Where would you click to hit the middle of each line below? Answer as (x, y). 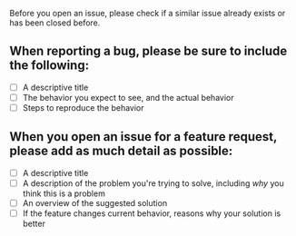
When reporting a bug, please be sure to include (148, 51)
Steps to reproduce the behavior (83, 107)
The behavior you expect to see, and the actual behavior (128, 97)
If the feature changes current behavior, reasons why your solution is (152, 213)
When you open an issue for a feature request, (143, 137)
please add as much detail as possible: (121, 151)
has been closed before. (55, 23)
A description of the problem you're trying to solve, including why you (153, 183)
